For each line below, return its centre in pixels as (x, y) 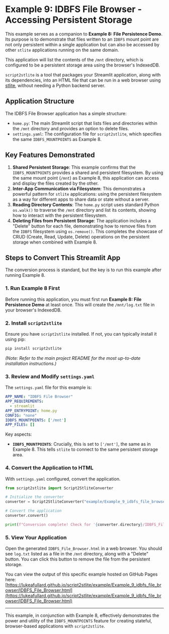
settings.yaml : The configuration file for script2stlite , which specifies (87, 134)
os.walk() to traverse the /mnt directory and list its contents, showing (84, 210)
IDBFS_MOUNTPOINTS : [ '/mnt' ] (36, 420)
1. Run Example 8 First (33, 288)
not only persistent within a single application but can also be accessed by (82, 44)
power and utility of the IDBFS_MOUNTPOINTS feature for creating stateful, (79, 621)
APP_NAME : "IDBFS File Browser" (39, 397)
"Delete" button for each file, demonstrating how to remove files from (84, 226)
